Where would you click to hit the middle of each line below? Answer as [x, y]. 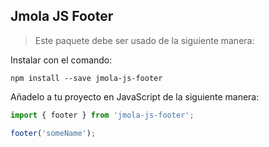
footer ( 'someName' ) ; [53, 133]
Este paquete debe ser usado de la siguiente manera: [144, 40]
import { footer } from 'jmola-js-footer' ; [102, 115]
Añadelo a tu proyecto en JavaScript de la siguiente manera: [135, 96]
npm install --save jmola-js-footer [86, 78]
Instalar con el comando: [61, 60]
